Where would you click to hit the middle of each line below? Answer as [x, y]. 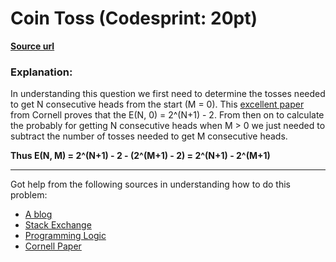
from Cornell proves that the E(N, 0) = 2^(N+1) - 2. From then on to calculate [167, 115]
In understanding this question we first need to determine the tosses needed [168, 94]
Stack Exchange [58, 225]
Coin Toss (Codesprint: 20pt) [134, 18]
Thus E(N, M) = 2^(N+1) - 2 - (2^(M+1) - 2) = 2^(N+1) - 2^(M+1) [140, 156]
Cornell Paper [53, 246]
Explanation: [41, 72]
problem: [29, 195]
